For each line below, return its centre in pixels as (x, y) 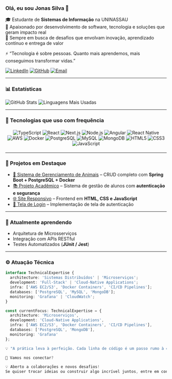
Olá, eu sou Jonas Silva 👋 (37, 8)
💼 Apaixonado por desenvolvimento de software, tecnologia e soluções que (85, 27)
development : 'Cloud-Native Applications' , (57, 320)
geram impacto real (26, 32)
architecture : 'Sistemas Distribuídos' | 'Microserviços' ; (74, 278)
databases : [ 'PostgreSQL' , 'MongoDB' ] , (52, 330)
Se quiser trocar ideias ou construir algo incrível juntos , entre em (82, 372)
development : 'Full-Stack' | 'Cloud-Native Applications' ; (74, 283)
